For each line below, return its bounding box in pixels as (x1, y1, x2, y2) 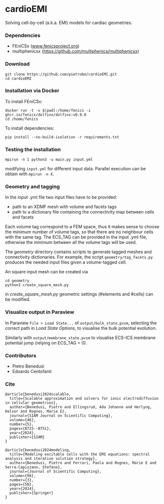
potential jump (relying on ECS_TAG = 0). (5, 340, 87, 345)
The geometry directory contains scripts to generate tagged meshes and (5, 249, 152, 255)
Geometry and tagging (5, 183, 60, 190)
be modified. (5, 296, 31, 302)
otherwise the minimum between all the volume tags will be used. (5, 239, 137, 245)
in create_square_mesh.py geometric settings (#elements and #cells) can (5, 291, 153, 297)
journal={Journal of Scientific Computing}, (9, 469, 102, 474)
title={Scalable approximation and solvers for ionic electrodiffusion (9, 396, 159, 401)
